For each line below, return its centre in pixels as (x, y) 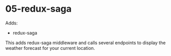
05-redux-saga (38, 9)
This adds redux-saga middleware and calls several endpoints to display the (85, 43)
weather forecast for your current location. (50, 48)
